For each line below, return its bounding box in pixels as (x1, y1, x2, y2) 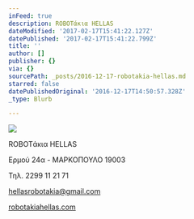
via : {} (8, 65, 35, 73)
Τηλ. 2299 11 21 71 (8, 171, 69, 181)
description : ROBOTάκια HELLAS (8, 19, 114, 28)
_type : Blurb (8, 95, 53, 103)
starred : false (8, 79, 60, 88)
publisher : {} (8, 58, 57, 66)
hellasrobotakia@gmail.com (8, 187, 101, 196)
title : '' (8, 42, 42, 50)
